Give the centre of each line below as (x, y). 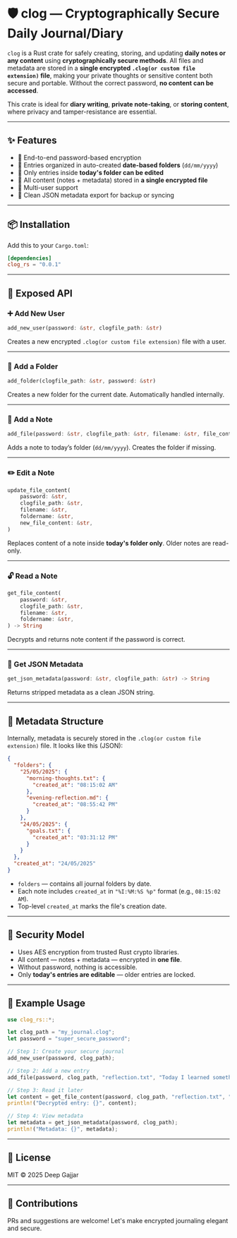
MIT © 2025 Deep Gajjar (43, 1174)
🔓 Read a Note (32, 576)
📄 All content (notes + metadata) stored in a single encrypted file (113, 180)
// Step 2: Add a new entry (49, 1071)
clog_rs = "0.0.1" (34, 265)
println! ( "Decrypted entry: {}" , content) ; (72, 1103)
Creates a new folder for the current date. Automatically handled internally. (116, 395)
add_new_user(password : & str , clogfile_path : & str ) (85, 328)
